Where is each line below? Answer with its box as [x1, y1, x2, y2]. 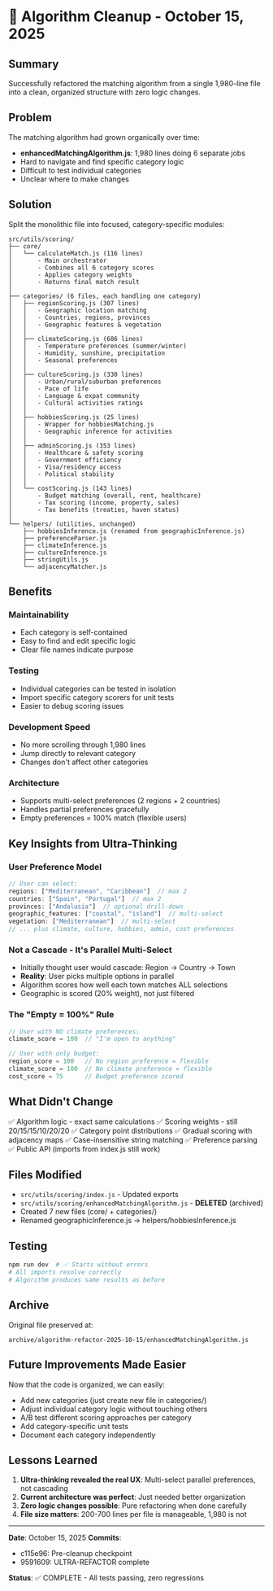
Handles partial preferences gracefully [19, 805, 149, 815]
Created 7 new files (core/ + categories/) [19, 1207, 158, 1217]
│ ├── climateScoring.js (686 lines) [8, 334, 144, 343]
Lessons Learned [8, 1453, 97, 1467]
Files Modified [8, 1168, 83, 1182]
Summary [8, 57, 59, 71]
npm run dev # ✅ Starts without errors [8, 1261, 149, 1269]
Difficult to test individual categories [19, 165, 142, 175]
